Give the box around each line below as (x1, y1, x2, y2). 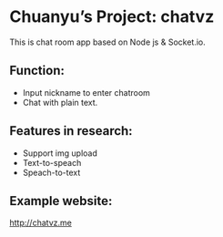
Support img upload (22, 148, 97, 159)
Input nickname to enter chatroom (22, 87, 150, 98)
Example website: (9, 193, 113, 209)
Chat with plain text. (22, 97, 98, 108)
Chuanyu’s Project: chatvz (9, 6, 215, 27)
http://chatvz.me (9, 217, 73, 229)
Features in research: (9, 123, 134, 139)
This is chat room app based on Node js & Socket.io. (9, 36, 207, 47)
